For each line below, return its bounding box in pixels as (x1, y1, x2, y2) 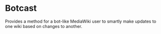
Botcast (5, 3, 37, 14)
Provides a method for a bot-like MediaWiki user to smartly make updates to (5, 18, 156, 24)
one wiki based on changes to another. (5, 23, 83, 29)
